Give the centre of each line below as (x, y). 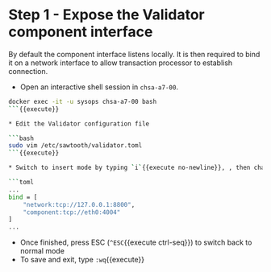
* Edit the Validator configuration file (79, 124)
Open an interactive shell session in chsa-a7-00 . (99, 87)
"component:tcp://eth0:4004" (72, 212)
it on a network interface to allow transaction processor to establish (121, 63)
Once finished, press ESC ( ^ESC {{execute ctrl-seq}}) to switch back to (136, 242)
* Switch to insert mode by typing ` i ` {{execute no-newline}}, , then (129, 168)
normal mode (42, 251)
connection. (28, 71)
